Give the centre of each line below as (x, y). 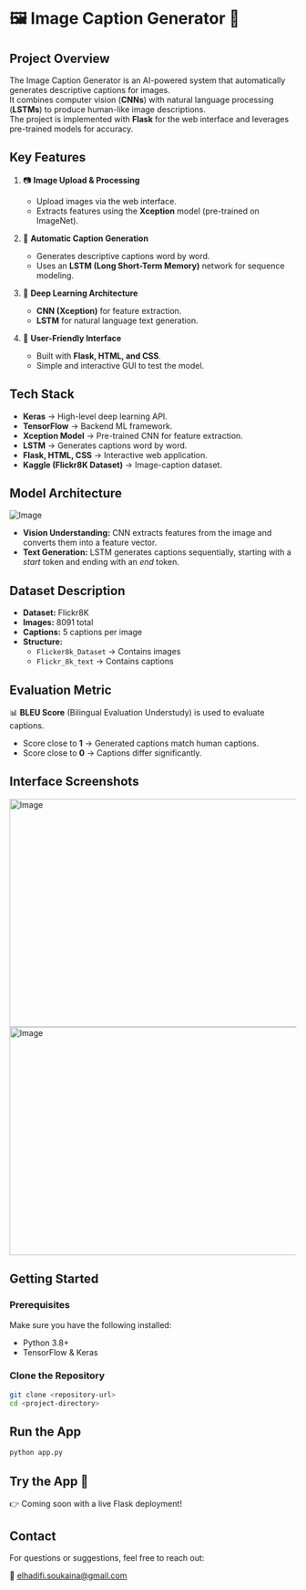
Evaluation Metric (61, 690)
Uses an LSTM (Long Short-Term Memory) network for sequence (160, 266)
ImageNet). (57, 220)
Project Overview (60, 58)
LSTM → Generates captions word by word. (105, 445)
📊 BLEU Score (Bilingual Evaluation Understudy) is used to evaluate (137, 713)
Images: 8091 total (58, 622)
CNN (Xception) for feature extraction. (109, 310)
